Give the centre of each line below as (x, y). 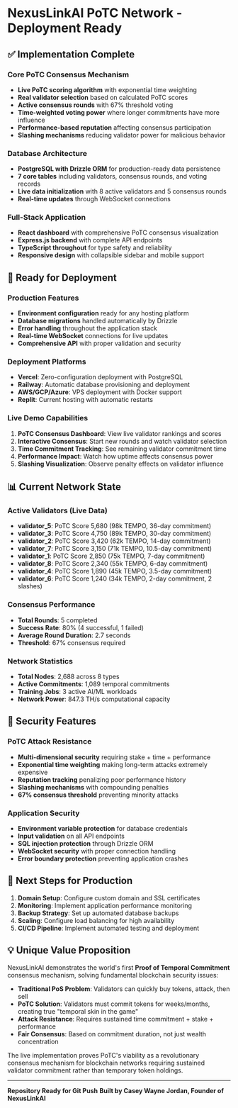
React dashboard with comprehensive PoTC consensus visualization (118, 233)
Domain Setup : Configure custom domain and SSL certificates (109, 897)
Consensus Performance (51, 605)
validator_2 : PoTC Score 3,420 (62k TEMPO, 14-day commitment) (114, 541)
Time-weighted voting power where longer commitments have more (118, 112)
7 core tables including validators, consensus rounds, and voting (112, 177)
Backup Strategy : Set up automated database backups (98, 913)
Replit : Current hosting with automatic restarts (85, 400)
